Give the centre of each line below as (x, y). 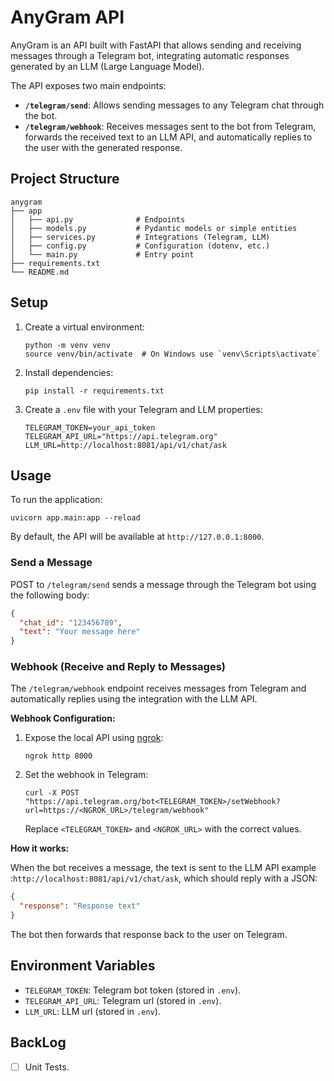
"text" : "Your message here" (80, 632)
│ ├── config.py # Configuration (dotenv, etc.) (140, 246)
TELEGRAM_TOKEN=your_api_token (90, 427)
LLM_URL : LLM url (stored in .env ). (92, 1011)
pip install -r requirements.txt (94, 391)
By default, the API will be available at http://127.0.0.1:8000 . (137, 537)
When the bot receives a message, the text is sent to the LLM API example (163, 868)
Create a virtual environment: (84, 327)
